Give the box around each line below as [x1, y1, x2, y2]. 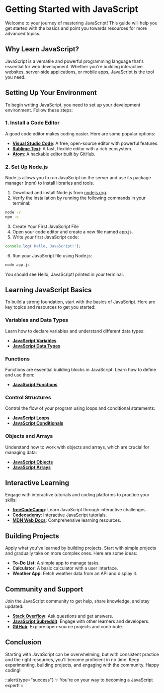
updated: [5, 603, 24, 609]
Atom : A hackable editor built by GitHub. [12, 151, 95, 157]
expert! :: [5, 682, 24, 688]
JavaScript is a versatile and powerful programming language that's [5, 58, 144, 64]
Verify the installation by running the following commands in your [12, 195, 146, 201]
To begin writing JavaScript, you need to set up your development [5, 102, 141, 108]
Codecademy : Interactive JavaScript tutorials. [12, 512, 107, 518]
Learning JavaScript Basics [5, 286, 92, 294]
